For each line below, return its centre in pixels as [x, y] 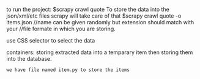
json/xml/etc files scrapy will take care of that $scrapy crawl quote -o [94, 16]
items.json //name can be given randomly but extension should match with [100, 22]
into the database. [29, 59]
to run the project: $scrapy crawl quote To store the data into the [88, 9]
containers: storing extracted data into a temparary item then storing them [100, 52]
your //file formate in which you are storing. [61, 29]
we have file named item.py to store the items [68, 70]
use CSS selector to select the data [51, 40]
